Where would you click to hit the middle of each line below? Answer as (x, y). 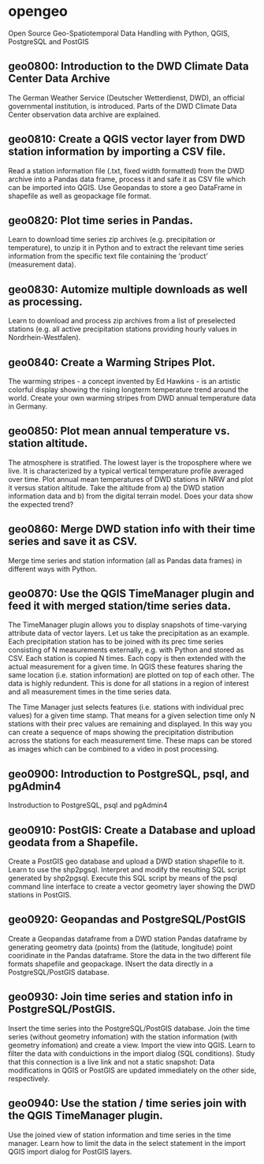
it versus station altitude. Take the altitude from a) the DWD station (116, 487)
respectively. (29, 1078)
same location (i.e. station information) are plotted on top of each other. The (131, 675)
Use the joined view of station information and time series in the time (120, 1135)
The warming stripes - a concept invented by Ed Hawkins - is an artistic (125, 381)
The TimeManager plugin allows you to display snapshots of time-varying (128, 625)
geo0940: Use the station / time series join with (127, 1104)
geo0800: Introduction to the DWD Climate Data (129, 67)
